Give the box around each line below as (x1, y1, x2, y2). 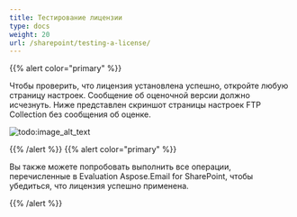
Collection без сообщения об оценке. (9, 109, 151, 120)
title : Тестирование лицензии (9, 13, 123, 23)
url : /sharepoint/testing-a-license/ (9, 38, 151, 48)
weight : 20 (9, 30, 50, 39)
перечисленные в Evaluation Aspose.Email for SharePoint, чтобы (9, 171, 254, 182)
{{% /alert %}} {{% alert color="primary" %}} (9, 144, 177, 155)
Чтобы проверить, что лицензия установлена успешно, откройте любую (9, 80, 289, 91)
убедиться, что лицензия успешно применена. (9, 181, 189, 192)
